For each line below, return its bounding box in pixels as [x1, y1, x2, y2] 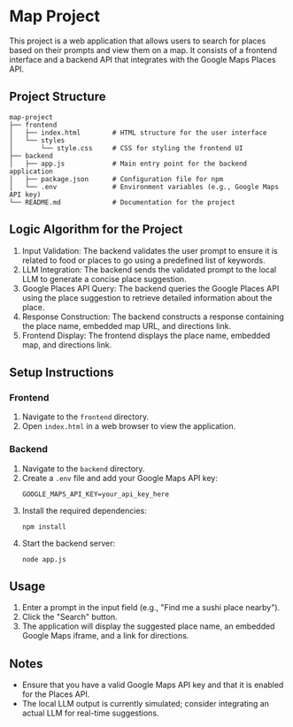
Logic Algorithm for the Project [9, 222, 183, 237]
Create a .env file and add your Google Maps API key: [21, 472, 219, 483]
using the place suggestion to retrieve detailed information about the [21, 292, 273, 302]
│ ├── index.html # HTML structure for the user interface [9, 128, 267, 137]
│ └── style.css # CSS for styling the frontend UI [9, 143, 243, 152]
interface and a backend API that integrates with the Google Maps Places [9, 54, 276, 65]
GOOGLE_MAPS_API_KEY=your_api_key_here [21, 489, 170, 499]
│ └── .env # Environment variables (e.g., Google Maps [9, 182, 279, 191]
